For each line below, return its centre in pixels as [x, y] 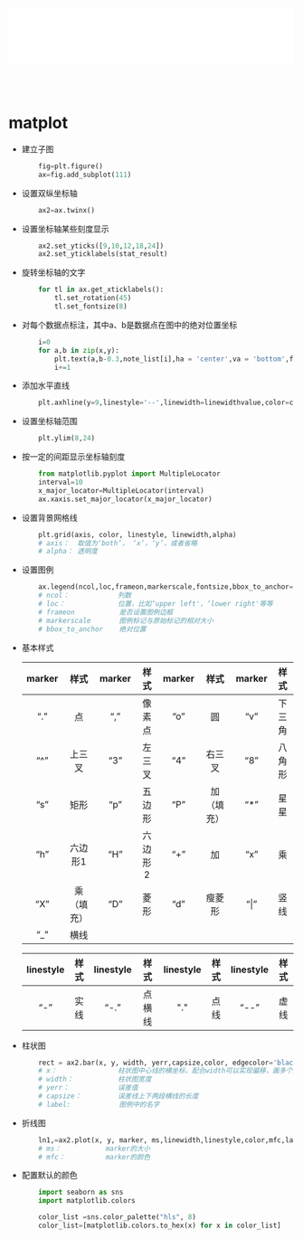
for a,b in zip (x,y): [79, 350]
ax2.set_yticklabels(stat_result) [103, 254]
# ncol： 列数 [85, 596]
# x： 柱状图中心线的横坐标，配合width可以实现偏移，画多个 [166, 1071]
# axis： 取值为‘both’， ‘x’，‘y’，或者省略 [118, 543]
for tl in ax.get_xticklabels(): [101, 290]
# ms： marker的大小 [95, 1149]
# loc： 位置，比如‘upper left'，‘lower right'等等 [156, 604]
